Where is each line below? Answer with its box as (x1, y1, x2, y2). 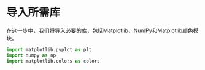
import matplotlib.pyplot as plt (6, 46, 92, 52)
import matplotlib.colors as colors (6, 58, 100, 64)
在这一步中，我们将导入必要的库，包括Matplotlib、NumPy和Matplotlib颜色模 (6, 27, 199, 34)
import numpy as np (6, 52, 56, 58)
